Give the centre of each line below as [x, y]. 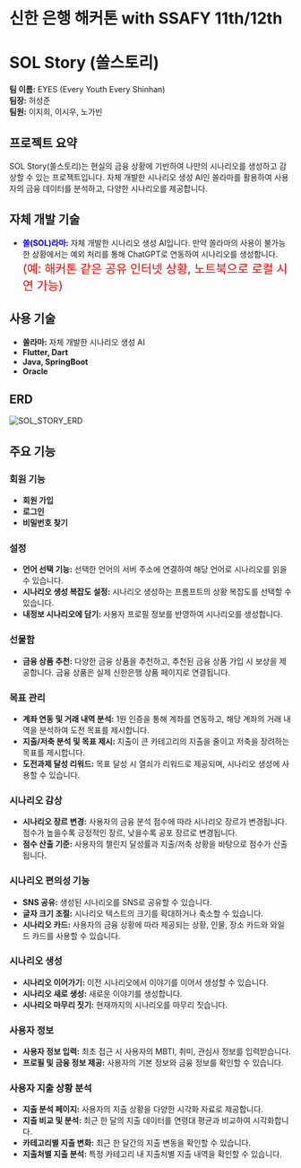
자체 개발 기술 [45, 219]
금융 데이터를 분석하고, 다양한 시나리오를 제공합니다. [116, 188]
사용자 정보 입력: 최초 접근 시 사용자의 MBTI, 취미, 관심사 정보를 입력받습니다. [156, 1051]
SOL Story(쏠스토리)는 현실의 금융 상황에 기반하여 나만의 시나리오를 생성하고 [143, 166]
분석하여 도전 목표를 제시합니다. [94, 730]
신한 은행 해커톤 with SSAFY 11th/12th [146, 18]
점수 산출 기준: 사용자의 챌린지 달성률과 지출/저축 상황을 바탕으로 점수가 [146, 844]
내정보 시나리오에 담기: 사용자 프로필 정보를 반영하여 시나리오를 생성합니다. [152, 615]
